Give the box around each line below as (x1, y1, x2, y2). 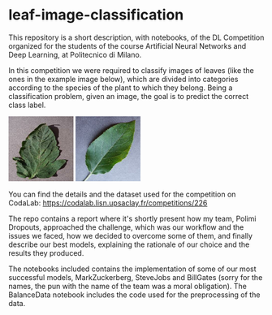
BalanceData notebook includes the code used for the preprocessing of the (8, 290, 261, 300)
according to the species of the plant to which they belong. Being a (8, 83, 233, 93)
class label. (8, 100, 46, 110)
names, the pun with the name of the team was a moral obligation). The (8, 281, 248, 291)
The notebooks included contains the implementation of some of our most (8, 264, 257, 274)
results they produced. (8, 248, 84, 257)
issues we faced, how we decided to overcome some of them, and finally (8, 231, 253, 240)
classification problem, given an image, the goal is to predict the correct (8, 91, 249, 101)
